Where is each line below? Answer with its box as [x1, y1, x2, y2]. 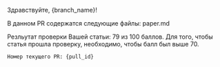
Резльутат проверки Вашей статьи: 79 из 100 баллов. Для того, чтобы [7, 32, 214, 41]
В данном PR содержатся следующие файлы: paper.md [7, 19, 170, 27]
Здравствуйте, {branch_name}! [7, 6, 98, 14]
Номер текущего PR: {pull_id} [7, 53, 94, 60]
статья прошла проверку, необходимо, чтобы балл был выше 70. [7, 40, 199, 48]
